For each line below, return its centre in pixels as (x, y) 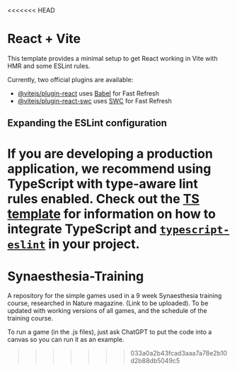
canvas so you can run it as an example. (66, 340)
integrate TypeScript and (82, 229)
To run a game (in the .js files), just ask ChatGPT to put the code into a (110, 332)
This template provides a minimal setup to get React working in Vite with (112, 58)
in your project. (94, 244)
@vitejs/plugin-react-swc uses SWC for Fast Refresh (94, 101)
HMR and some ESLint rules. (49, 66)
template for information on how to (112, 213)
